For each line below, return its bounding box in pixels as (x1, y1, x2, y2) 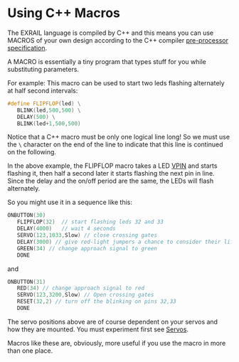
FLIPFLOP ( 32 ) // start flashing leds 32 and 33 (16, 218, 164, 225)
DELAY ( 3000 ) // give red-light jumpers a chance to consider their (16, 238, 221, 245)
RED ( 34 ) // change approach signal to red (16, 284, 144, 292)
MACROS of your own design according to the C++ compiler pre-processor (7, 36, 229, 44)
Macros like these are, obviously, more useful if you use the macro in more (7, 339, 226, 347)
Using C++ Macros (7, 5, 121, 21)
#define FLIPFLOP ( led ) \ (7, 100, 81, 107)
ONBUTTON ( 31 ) (7, 278, 46, 285)
